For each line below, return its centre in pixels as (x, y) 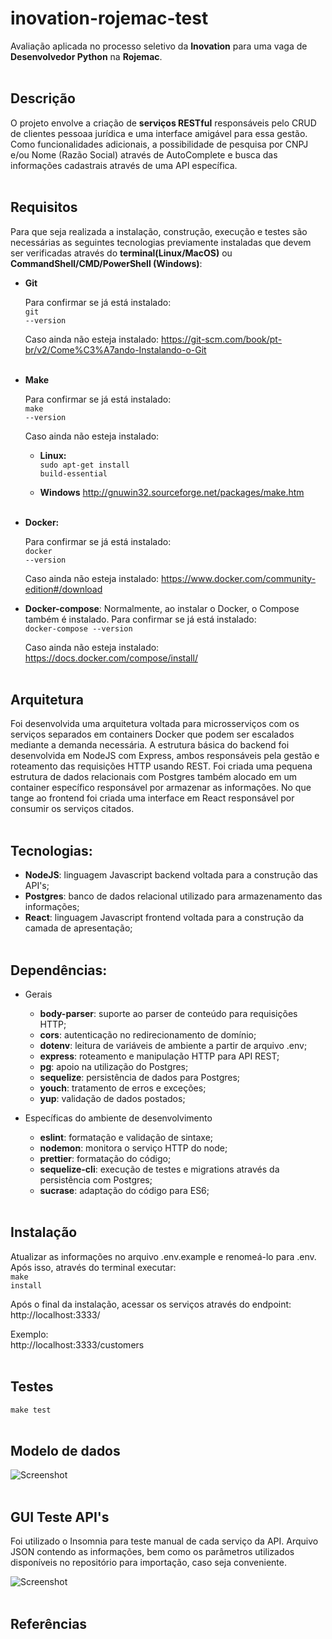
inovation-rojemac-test (109, 18)
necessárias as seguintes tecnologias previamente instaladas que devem (161, 242)
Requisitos (44, 207)
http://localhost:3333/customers (77, 1344)
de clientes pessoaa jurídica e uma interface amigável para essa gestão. (159, 133)
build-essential (73, 473)
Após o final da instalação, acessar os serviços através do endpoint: (151, 1304)
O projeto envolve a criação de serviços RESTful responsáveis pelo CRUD (163, 123)
